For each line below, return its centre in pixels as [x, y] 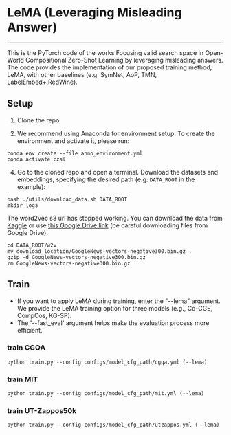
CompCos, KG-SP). [44, 315]
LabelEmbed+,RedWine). [42, 82]
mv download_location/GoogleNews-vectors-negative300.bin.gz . [100, 251]
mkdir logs [23, 205]
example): [31, 186]
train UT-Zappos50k [42, 411]
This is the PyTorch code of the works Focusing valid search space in [106, 52]
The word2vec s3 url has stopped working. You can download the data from [115, 218]
